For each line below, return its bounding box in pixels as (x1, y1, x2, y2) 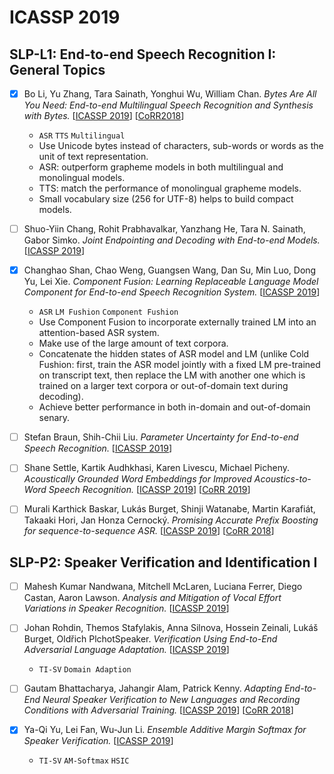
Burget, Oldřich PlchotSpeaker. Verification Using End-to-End (23, 633, 278, 645)
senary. (38, 412, 71, 424)
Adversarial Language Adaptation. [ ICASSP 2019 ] (23, 644, 230, 656)
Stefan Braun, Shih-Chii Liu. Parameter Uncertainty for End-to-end (23, 431, 299, 443)
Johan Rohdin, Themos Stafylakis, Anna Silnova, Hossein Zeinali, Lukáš (23, 622, 319, 634)
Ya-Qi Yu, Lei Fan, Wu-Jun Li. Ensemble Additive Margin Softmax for (23, 724, 307, 736)
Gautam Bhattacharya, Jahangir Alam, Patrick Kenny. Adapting (23, 682, 282, 695)
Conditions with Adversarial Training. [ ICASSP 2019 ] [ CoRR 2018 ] (23, 704, 294, 716)
